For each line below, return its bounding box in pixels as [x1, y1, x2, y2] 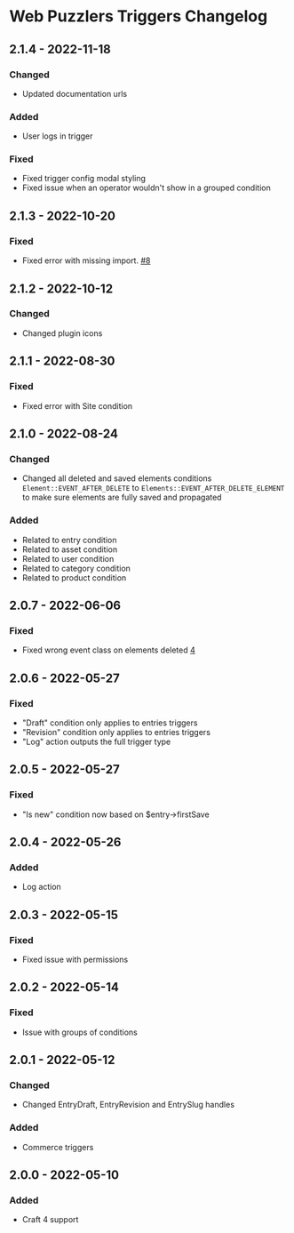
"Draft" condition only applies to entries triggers [21, 717, 198, 728]
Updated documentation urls [21, 88, 127, 99]
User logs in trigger [21, 131, 93, 141]
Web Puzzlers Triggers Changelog [9, 6, 268, 27]
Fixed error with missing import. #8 [21, 255, 151, 266]
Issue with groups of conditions [21, 1027, 138, 1037]
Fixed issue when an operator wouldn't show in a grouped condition [21, 182, 271, 193]
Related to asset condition [21, 544, 118, 555]
